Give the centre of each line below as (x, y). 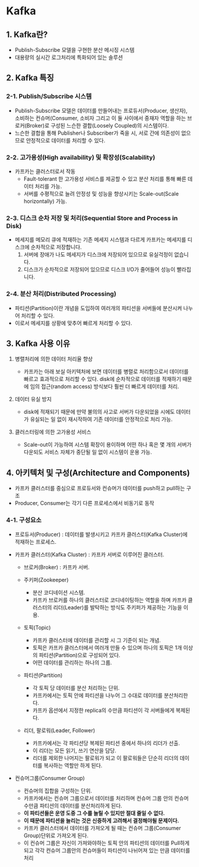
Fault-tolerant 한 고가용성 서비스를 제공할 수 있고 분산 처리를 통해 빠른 (105, 179)
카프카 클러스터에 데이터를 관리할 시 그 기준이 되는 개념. (97, 640)
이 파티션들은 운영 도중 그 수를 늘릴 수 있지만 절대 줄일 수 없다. (94, 813)
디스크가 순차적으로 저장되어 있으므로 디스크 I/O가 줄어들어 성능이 (99, 270)
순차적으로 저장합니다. (56, 247)
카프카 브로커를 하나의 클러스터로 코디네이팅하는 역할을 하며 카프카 (110, 600)
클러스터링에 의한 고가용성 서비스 (53, 432)
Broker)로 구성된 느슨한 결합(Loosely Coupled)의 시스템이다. (98, 125)
